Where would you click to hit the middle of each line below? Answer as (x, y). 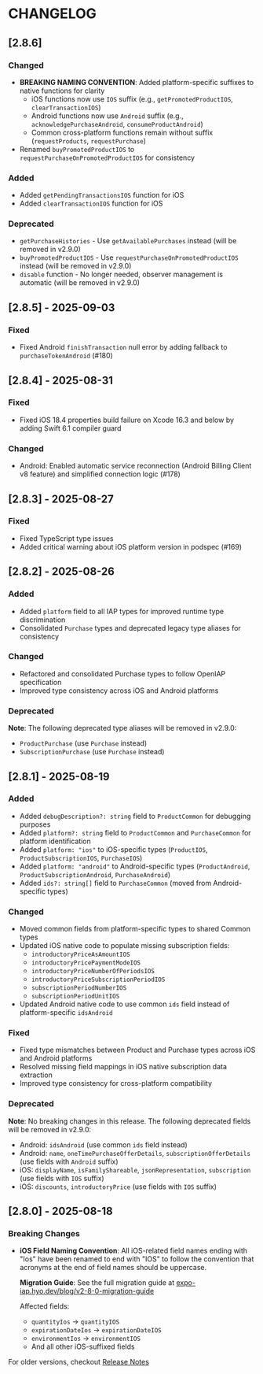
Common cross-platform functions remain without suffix (122, 132)
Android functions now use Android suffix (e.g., (108, 116)
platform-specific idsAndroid (66, 1013)
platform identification (55, 841)
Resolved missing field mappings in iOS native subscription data (123, 1067)
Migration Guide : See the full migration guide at (97, 1283)
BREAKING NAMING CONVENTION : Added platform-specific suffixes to (136, 82)
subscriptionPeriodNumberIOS (79, 988)
